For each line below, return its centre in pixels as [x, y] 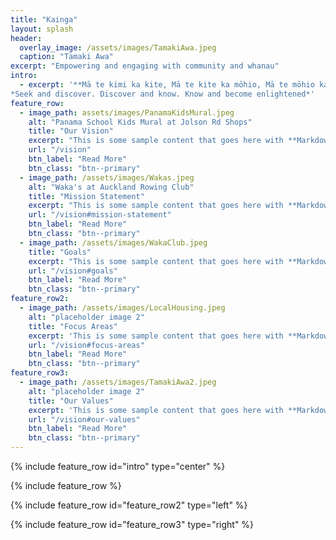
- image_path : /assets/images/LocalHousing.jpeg [122, 308]
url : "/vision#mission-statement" [100, 215]
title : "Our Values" [71, 401]
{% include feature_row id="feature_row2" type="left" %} [129, 505]
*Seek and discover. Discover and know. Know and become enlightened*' [162, 94]
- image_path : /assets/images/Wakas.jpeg [107, 177]
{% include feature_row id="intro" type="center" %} [118, 466]
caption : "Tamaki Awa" [66, 57]
